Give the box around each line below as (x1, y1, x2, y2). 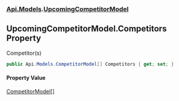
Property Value (6, 74, 46, 82)
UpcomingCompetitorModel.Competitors (6, 24, 167, 34)
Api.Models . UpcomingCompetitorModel (6, 5, 129, 13)
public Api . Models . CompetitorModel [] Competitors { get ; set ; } (6, 61, 174, 67)
